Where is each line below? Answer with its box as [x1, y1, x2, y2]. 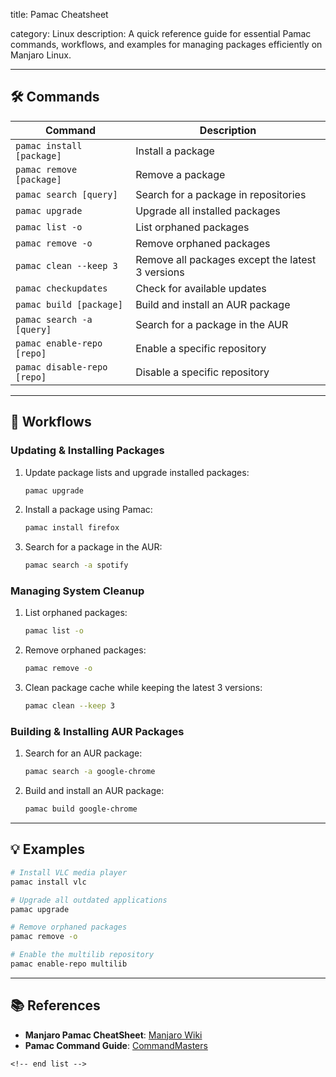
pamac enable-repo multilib [10, 959, 128, 969]
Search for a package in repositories [135, 187, 307, 201]
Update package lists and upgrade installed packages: [24, 466, 250, 478]
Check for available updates [135, 281, 267, 295]
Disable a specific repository [135, 365, 270, 379]
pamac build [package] [15, 299, 123, 310]
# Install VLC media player [10, 867, 128, 878]
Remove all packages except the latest [135, 252, 317, 266]
